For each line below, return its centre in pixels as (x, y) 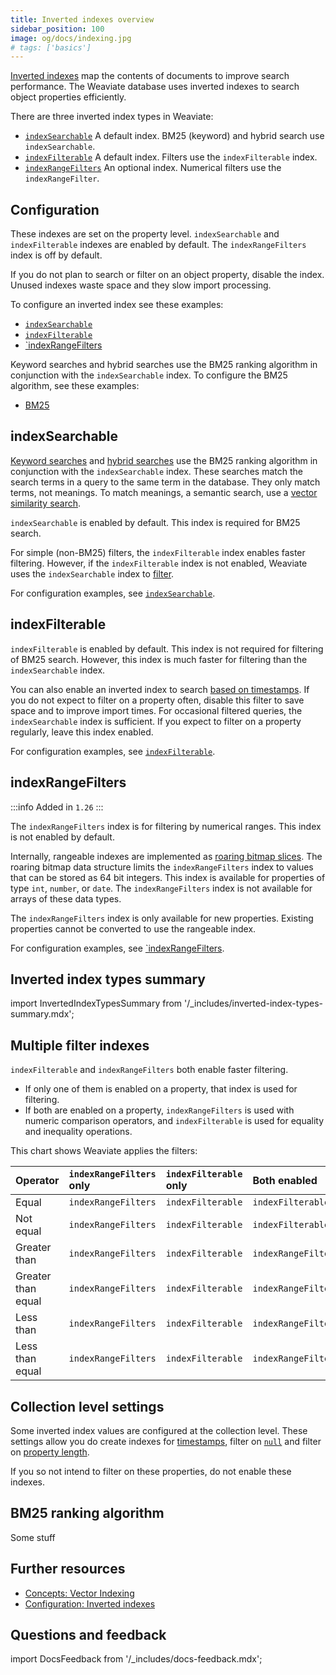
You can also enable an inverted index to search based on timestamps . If (160, 689)
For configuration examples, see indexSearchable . (113, 593)
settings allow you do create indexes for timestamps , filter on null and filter (166, 1441)
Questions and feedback (88, 1634)
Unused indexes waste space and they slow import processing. (141, 285)
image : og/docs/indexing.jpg (71, 38)
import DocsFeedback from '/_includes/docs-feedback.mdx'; (136, 1659)
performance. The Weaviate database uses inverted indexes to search (155, 87)
